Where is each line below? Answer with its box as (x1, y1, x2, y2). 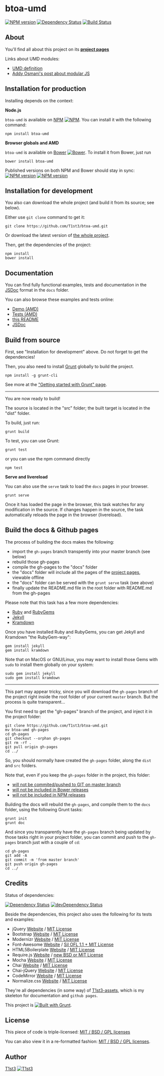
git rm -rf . (5, 740, 32, 745)
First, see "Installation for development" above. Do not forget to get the (5, 349, 148, 355)
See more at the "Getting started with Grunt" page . (5, 382, 107, 387)
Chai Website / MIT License (12, 962, 68, 968)
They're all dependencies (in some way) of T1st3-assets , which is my (5, 987, 144, 993)
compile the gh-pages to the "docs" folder (12, 564, 98, 570)
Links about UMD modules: (5, 56, 60, 62)
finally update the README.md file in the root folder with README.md (12, 585, 152, 591)
